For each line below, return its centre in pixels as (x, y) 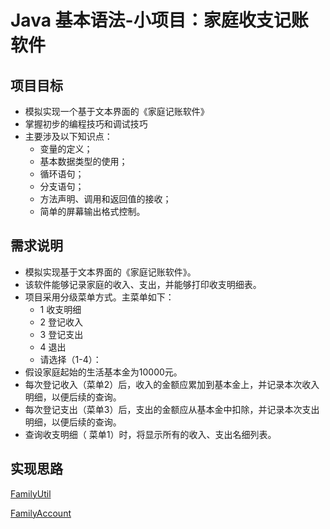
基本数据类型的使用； (83, 161)
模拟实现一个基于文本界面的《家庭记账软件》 (117, 111)
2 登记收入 (61, 322)
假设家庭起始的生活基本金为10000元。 (103, 372)
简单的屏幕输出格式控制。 (92, 211)
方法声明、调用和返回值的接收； (105, 199)
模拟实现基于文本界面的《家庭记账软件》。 (110, 272)
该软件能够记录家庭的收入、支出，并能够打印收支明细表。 (143, 284)
